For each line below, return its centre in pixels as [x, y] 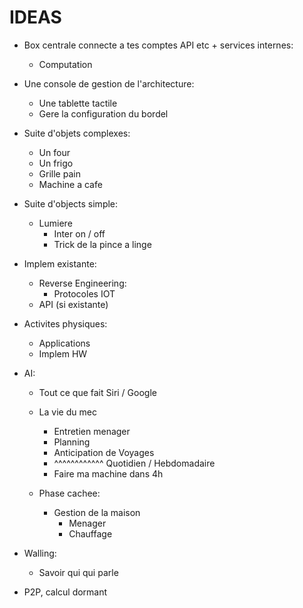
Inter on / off [79, 233]
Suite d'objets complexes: [77, 133]
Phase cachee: [69, 493]
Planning [72, 442]
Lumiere [55, 223]
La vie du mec [67, 412]
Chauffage [90, 533]
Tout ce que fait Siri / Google [97, 392]
